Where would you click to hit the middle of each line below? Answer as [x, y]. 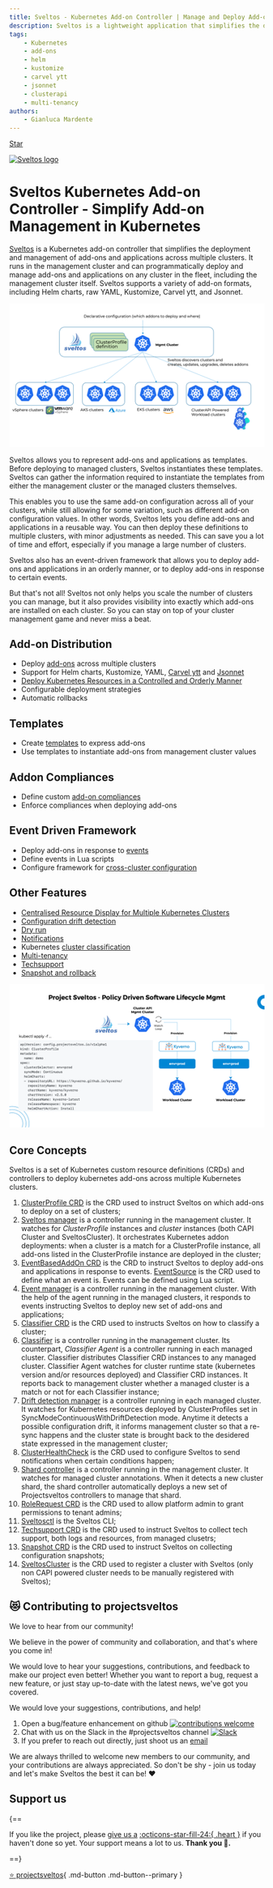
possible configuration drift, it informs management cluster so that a [134, 1426]
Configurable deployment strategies [81, 689]
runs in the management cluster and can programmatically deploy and [126, 266]
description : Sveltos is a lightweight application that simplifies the [134, 26]
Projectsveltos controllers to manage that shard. [101, 1495]
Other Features [48, 893]
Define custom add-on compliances [81, 797]
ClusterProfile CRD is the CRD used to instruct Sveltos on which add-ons [142, 1202]
